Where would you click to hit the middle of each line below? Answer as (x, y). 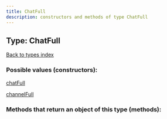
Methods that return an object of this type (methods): (84, 109)
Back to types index (30, 55)
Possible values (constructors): (52, 70)
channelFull (20, 94)
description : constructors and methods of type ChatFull (77, 17)
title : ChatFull (26, 11)
